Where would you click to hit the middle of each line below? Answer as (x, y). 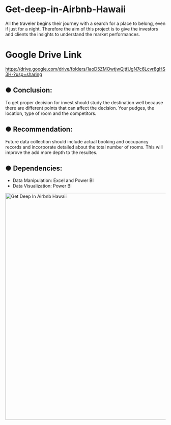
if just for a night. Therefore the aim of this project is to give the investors (82, 28)
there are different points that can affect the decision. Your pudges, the (80, 108)
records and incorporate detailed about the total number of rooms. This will (84, 147)
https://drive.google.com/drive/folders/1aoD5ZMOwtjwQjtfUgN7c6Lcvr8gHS (85, 69)
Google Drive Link (44, 55)
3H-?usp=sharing (24, 74)
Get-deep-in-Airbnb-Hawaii (66, 9)
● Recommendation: (39, 129)
